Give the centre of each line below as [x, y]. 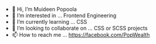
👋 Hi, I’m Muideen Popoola [44, 9]
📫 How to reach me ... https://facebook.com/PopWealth [81, 35]
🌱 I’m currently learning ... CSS [49, 22]
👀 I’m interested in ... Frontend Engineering [64, 15]
